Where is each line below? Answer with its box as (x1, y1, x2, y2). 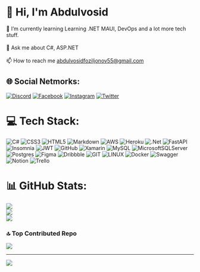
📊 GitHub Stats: (6, 179, 87, 192)
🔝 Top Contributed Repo (6, 229, 77, 237)
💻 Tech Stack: (6, 114, 80, 127)
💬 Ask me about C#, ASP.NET (6, 44, 79, 51)
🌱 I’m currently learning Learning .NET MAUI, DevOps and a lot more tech (6, 25, 186, 32)
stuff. (6, 31, 19, 38)
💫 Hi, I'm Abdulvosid (6, 5, 109, 19)
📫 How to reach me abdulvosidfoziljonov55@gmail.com (6, 57, 144, 64)
